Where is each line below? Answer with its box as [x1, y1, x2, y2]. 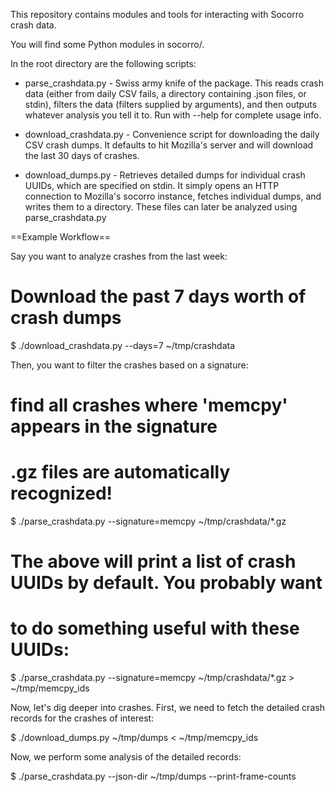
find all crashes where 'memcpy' [10, 394, 288, 417]
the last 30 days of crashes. [24, 150, 140, 161]
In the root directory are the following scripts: [10, 58, 197, 69]
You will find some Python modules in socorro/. [10, 39, 205, 50]
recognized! [10, 482, 113, 505]
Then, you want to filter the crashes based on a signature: [10, 359, 249, 371]
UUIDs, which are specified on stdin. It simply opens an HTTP [24, 180, 280, 191]
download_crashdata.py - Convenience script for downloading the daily [24, 129, 320, 140]
